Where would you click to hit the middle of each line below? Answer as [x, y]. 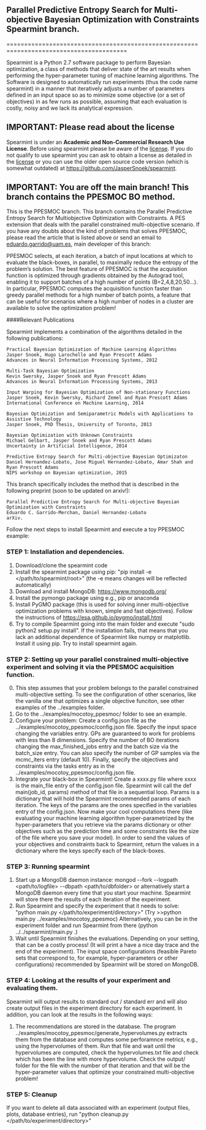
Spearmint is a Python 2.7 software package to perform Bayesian [89, 62]
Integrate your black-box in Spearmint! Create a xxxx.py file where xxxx [106, 779]
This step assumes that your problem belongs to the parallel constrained [107, 688]
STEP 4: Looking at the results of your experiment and [88, 980]
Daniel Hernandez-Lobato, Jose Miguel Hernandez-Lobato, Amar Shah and [100, 462]
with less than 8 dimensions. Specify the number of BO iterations [97, 740]
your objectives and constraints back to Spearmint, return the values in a [107, 844]
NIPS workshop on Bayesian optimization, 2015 [67, 473]
